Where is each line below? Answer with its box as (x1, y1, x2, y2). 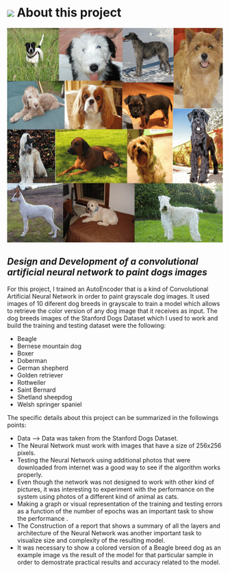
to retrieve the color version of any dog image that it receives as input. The (7, 307, 218, 315)
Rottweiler (16, 378, 46, 386)
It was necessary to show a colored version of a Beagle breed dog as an (16, 543, 221, 552)
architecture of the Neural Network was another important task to (16, 528, 202, 537)
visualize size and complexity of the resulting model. (16, 536, 166, 544)
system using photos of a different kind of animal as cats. (16, 492, 179, 500)
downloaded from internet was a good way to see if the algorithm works (16, 463, 221, 471)
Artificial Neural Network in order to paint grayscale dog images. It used (7, 292, 210, 300)
